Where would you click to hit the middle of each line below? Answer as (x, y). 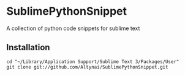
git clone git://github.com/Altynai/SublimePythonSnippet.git (87, 67)
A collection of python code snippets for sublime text (73, 28)
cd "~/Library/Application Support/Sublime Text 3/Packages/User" (93, 62)
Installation (28, 47)
